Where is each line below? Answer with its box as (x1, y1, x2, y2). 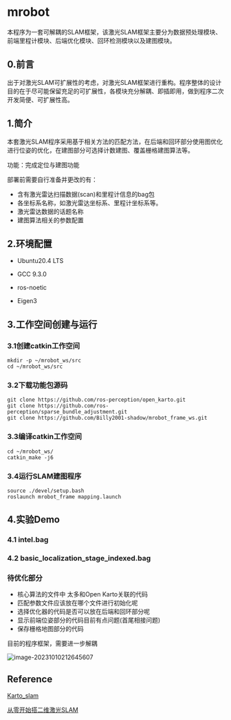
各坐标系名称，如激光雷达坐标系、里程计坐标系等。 (16, 198, 162, 207)
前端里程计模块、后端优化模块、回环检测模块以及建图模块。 (7, 36, 176, 45)
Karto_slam (7, 692, 39, 700)
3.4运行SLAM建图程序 (7, 471, 82, 480)
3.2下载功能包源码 (7, 380, 68, 390)
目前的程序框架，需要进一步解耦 (7, 639, 98, 648)
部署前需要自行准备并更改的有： (7, 175, 98, 184)
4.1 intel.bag (7, 535, 49, 545)
